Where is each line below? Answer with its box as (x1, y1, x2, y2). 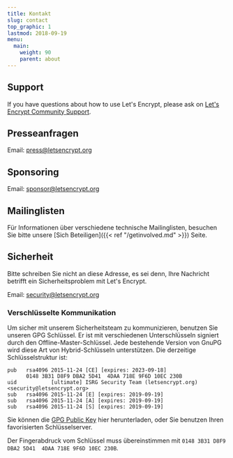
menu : (7, 36, 23, 43)
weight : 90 (20, 49, 52, 56)
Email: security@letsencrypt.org (7, 290, 100, 298)
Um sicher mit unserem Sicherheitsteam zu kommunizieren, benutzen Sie (7, 323, 218, 332)
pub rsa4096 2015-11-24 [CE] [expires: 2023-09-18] (7, 367, 167, 374)
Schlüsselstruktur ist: (7, 353, 68, 362)
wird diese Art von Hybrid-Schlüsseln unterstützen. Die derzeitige (7, 346, 197, 354)
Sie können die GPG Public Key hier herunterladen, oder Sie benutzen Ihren (7, 415, 224, 424)
